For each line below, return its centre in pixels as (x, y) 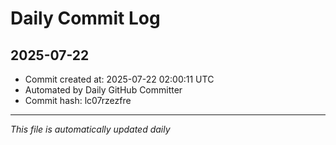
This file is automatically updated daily (90, 129)
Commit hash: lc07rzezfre (78, 100)
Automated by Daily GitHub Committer (103, 90)
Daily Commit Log (85, 18)
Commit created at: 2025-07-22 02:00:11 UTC (119, 79)
